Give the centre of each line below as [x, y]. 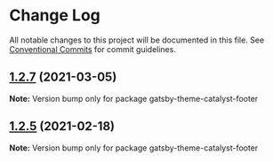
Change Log [55, 15]
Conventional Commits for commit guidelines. [92, 49]
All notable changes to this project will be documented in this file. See [137, 40]
